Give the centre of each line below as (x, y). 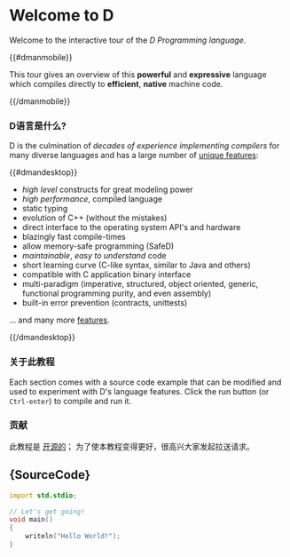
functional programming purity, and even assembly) (117, 293)
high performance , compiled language (92, 199)
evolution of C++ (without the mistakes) (94, 218)
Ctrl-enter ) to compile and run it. (70, 401)
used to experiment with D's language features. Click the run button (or (139, 391)
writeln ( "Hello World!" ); (73, 537)
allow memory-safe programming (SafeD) (98, 246)
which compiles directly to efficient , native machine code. (116, 84)
